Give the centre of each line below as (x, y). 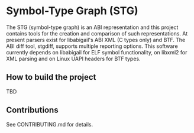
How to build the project (51, 77)
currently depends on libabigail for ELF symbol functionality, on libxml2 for (97, 52)
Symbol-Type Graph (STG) (72, 11)
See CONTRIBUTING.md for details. (50, 124)
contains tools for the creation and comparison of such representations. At (97, 33)
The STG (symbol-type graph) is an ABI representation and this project (92, 27)
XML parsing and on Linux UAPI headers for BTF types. (73, 59)
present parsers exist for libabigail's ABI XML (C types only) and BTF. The (96, 40)
